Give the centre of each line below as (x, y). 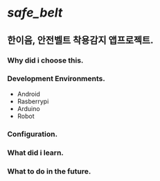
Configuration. (32, 134)
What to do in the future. (49, 171)
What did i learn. (36, 153)
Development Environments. (56, 79)
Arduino (28, 108)
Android (28, 94)
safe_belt (35, 13)
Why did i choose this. (45, 60)
